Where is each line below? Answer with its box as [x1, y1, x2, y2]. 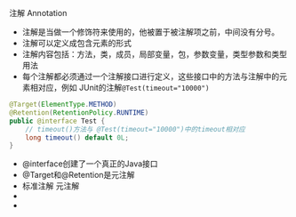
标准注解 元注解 [21, 181, 80, 191]
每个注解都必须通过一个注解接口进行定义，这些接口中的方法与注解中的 [21, 71, 280, 82]
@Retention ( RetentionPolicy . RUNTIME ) [9, 108, 149, 117]
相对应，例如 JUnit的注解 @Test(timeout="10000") [29, 83, 210, 92]
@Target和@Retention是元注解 [21, 170, 135, 181]
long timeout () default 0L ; [25, 133, 129, 142]
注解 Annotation [9, 8, 68, 18]
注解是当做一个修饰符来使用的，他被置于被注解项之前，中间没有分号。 [21, 27, 280, 37]
